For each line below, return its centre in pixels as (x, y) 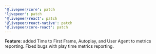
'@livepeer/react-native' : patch (39, 23)
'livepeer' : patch (23, 14)
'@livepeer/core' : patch (30, 9)
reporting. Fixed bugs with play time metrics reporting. (59, 46)
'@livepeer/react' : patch (31, 18)
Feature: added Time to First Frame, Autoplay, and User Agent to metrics (78, 41)
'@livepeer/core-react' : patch (36, 27)
